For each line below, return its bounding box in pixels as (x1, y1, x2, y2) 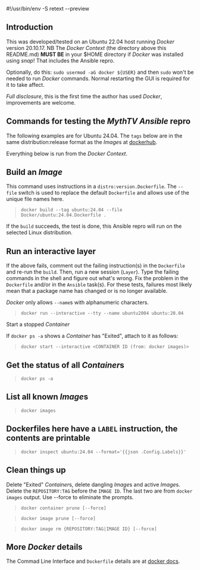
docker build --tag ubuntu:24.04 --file (20, 207, 123, 213)
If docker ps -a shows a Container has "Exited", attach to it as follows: (6, 333, 179, 340)
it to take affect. (6, 81, 45, 88)
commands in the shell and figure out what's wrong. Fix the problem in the (6, 275, 189, 282)
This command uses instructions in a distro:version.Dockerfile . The (6, 183, 177, 190)
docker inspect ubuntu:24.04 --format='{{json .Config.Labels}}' (20, 449, 186, 455)
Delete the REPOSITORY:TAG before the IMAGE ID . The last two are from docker (6, 487, 193, 494)
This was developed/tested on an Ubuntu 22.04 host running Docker (6, 38, 174, 45)
